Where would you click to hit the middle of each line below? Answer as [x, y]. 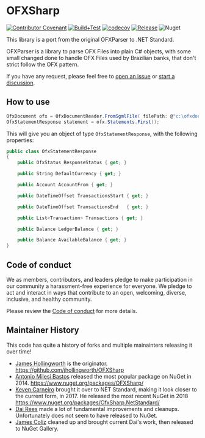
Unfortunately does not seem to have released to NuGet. [86, 415]
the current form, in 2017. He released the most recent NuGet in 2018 [102, 396]
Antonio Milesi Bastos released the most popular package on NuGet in [103, 376]
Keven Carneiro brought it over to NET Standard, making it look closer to [106, 389]
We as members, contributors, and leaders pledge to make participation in [100, 279]
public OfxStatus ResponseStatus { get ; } [72, 163]
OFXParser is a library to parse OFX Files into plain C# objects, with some [99, 51]
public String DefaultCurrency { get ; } [69, 174]
